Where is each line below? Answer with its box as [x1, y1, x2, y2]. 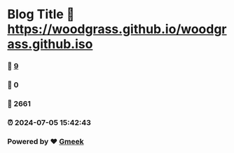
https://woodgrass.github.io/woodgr [7, 21, 227, 37]
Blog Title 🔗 [7, 6, 75, 22]
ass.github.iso [7, 36, 93, 52]
